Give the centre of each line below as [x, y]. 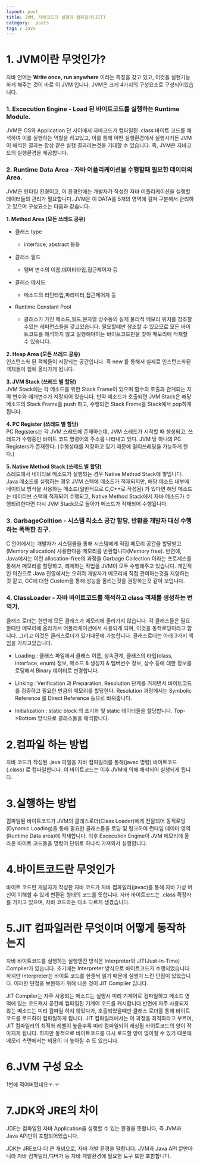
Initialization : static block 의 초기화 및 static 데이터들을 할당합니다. [93, 711]
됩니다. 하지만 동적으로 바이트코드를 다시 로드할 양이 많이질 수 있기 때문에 [107, 1033]
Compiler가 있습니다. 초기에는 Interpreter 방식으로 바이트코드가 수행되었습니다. [99, 968]
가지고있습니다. [35, 643]
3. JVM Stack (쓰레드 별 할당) [41, 381]
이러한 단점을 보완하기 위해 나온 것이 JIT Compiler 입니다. [81, 983]
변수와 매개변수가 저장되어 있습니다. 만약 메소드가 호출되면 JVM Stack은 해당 [102, 396]
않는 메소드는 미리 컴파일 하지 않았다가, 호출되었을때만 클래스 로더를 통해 [90, 1011]
